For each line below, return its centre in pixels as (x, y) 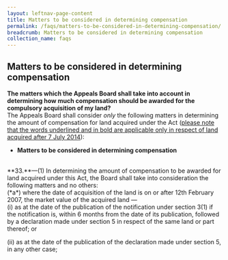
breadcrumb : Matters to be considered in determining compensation (105, 32)
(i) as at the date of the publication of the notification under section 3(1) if (110, 207)
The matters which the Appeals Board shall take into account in (99, 93)
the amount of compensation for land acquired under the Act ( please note (111, 122)
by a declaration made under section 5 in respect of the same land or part (111, 221)
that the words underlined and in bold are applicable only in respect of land (113, 130)
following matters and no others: (53, 185)
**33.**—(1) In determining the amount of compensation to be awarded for (114, 171)
